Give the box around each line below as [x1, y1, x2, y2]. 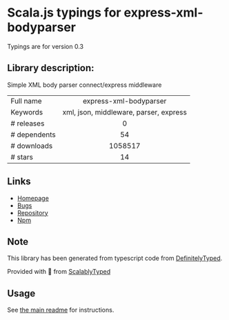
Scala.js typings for [7, 5, 121, 21]
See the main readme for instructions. [7, 306, 114, 314]
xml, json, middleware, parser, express [62, 107, 188, 117]
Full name [10, 96, 43, 106]
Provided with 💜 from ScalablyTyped [7, 268, 111, 276]
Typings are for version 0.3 [7, 42, 84, 50]
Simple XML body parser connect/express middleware [7, 81, 162, 89]
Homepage [17, 194, 50, 202]
